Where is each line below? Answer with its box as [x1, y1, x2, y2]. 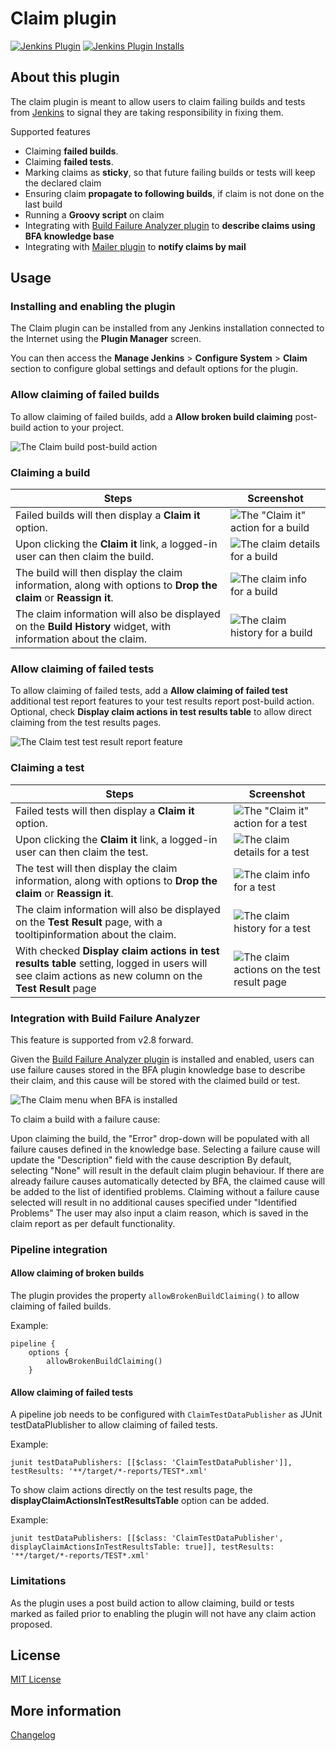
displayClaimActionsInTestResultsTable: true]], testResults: [10, 1542, 275, 1552]
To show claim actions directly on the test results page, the [10, 1484, 253, 1496]
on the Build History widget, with [15, 620, 172, 634]
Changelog [10, 1729, 56, 1741]
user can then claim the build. [15, 550, 154, 564]
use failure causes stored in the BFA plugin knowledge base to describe [10, 1063, 306, 1076]
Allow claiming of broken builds [10, 1267, 145, 1279]
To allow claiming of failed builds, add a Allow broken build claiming [10, 410, 293, 422]
